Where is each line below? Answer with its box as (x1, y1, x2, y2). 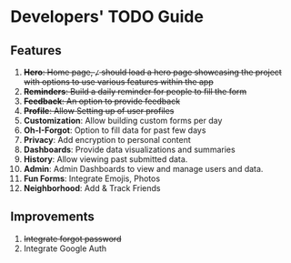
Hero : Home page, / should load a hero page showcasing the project (23, 66, 283, 77)
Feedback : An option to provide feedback (23, 96, 181, 106)
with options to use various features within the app (23, 76, 214, 87)
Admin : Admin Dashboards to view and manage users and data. (23, 164, 264, 174)
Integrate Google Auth (23, 243, 107, 254)
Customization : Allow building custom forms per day (23, 116, 223, 126)
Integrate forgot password (23, 233, 122, 244)
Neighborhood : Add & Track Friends (23, 183, 161, 193)
